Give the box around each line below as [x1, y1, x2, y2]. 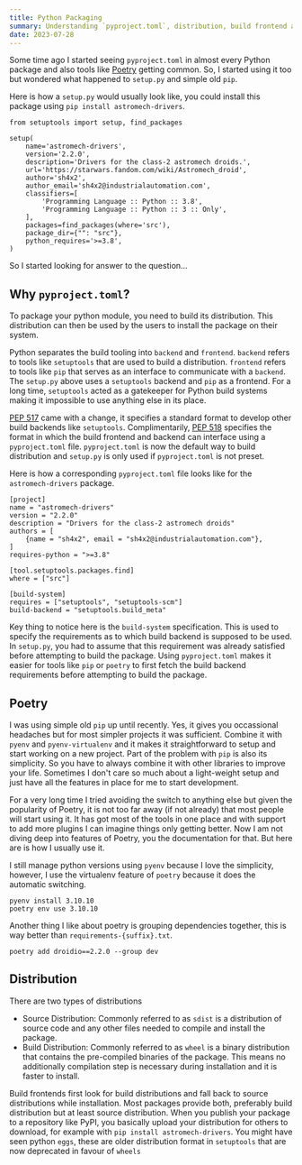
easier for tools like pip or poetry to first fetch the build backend [9, 660, 246, 671]
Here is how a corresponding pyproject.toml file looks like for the [9, 468, 253, 479]
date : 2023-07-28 [9, 30, 75, 39]
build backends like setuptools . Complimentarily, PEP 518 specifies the [9, 422, 272, 433]
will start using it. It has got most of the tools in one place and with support [9, 813, 286, 824]
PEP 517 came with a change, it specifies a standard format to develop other [9, 412, 292, 424]
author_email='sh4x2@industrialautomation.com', [25, 181, 211, 190]
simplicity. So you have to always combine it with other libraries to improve [9, 758, 286, 768]
